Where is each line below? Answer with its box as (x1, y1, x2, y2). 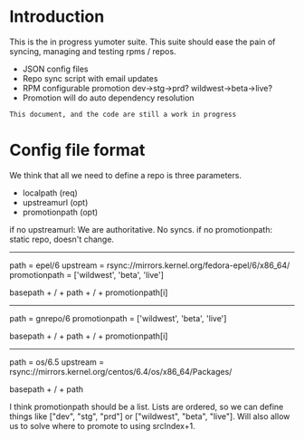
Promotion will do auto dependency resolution (22, 92, 195, 103)
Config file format (9, 140, 146, 160)
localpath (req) (22, 187, 79, 198)
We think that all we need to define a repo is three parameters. (9, 169, 242, 180)
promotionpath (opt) (22, 206, 99, 217)
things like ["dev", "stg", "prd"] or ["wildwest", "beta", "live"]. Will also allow (9, 410, 290, 422)
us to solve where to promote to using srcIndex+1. (9, 420, 196, 431)
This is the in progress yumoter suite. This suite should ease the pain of (9, 36, 276, 47)
